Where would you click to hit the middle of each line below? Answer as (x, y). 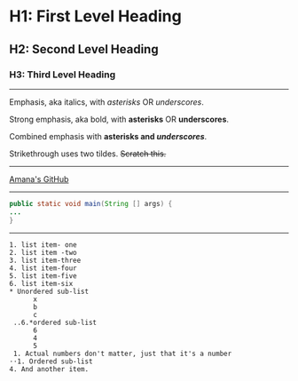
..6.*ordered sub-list (55, 322)
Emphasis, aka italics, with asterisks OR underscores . (106, 102)
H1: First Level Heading (95, 16)
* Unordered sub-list (49, 291)
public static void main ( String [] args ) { (91, 203)
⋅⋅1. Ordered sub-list (51, 361)
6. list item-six (41, 283)
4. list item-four (43, 268)
